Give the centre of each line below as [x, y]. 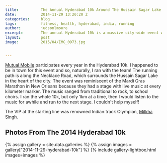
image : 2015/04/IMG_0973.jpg [45, 42]
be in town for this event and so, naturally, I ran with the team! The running [81, 70]
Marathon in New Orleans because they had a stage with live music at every [83, 86]
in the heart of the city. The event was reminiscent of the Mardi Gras [75, 81]
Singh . [12, 117]
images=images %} [25, 155]
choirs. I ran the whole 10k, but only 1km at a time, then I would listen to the [82, 96]
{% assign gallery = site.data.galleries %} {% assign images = [69, 144]
